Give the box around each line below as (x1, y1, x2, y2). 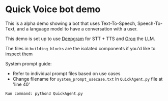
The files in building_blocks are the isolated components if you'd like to (5, 45, 156, 51)
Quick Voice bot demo (5, 4, 101, 15)
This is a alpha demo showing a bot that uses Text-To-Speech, (5, 20, 136, 26)
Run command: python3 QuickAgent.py (5, 91, 83, 96)
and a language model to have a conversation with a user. (17, 25, 138, 31)
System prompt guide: (5, 60, 52, 66)
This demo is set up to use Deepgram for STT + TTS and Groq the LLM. (5, 36, 155, 42)
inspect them (5, 51, 33, 57)
